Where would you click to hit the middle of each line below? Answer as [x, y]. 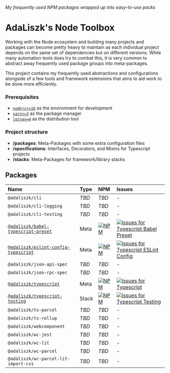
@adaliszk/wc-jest [30, 335]
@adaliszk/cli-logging [35, 206]
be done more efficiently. [31, 84]
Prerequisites [22, 97]
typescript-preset [30, 232]
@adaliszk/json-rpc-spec [38, 273]
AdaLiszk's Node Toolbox [60, 28]
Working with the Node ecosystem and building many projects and [75, 42]
